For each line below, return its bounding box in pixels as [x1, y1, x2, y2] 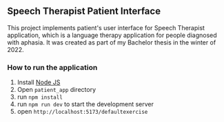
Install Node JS [17, 78, 61, 86]
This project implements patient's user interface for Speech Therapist [7, 23, 205, 32]
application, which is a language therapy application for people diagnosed [7, 31, 217, 39]
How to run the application [7, 62, 98, 72]
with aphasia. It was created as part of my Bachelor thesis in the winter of [7, 38, 216, 47]
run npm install [17, 93, 63, 101]
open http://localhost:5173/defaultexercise [17, 108, 148, 116]
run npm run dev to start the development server [17, 100, 154, 108]
